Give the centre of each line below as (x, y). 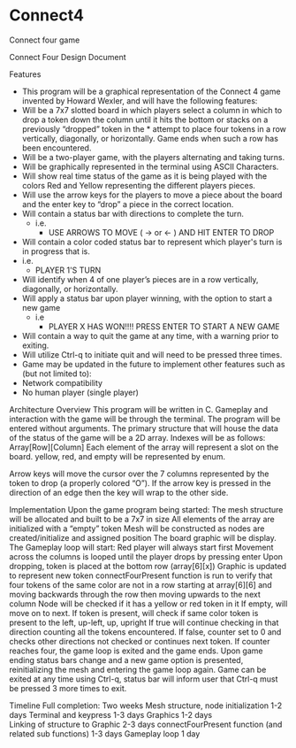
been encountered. (57, 148)
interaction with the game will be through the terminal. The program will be (145, 419)
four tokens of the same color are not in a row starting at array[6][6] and (140, 584)
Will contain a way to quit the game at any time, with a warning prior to (150, 335)
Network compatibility (62, 382)
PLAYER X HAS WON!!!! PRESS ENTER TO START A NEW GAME (164, 326)
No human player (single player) (80, 392)
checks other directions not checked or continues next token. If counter (140, 641)
